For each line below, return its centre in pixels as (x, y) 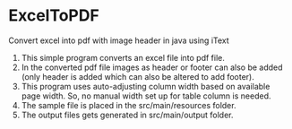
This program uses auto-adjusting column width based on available (146, 86)
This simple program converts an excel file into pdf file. (123, 57)
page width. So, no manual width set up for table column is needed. (146, 96)
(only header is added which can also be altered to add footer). (137, 76)
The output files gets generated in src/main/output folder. (127, 115)
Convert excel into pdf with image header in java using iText (119, 40)
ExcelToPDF (54, 16)
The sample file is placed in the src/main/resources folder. (129, 105)
